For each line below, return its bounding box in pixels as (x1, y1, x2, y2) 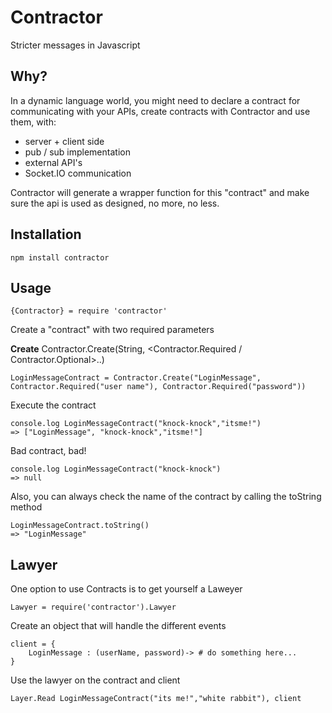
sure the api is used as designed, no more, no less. (10, 197, 220, 209)
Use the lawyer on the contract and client (10, 674, 181, 686)
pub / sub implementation (24, 146, 131, 158)
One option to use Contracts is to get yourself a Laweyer (10, 583, 243, 595)
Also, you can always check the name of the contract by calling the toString (10, 491, 322, 503)
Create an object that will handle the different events (10, 620, 227, 632)
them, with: (10, 116, 57, 128)
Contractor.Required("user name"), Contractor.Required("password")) (10, 382, 307, 392)
